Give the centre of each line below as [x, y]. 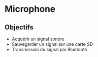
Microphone [30, 9]
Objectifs [19, 27]
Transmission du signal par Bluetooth [49, 49]
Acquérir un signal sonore [38, 39]
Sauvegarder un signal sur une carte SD [52, 44]
